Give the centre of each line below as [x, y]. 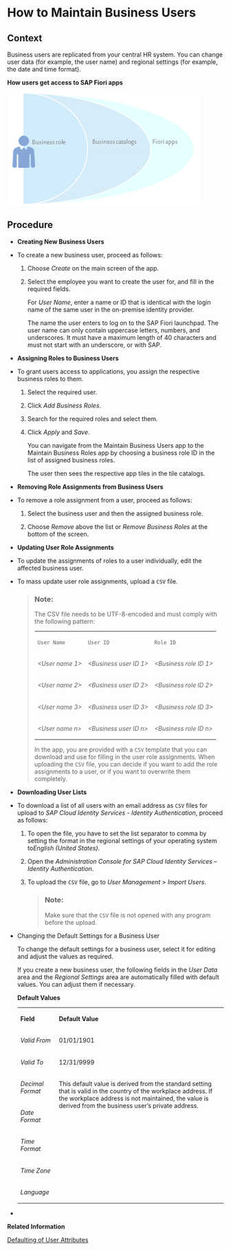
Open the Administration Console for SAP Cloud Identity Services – [122, 862]
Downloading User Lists [52, 792]
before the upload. [71, 922]
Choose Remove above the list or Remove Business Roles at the [118, 526]
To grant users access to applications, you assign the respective [108, 371]
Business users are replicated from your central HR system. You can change [115, 54]
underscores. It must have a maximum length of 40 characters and [122, 337]
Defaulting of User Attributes [48, 1240]
